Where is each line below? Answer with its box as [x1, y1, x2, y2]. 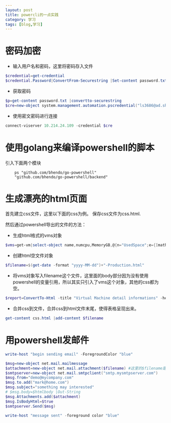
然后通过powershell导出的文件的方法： [5, 222, 87, 228]
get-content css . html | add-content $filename [5, 316, 103, 321]
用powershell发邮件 [5, 335, 89, 346]
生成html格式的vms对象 [12, 232, 62, 239]
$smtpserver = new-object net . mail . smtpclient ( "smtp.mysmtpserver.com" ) [5, 370, 158, 375]
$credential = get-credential [5, 74, 65, 79]
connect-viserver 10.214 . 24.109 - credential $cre [5, 123, 113, 128]
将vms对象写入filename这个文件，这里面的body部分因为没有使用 [12, 273, 149, 279]
